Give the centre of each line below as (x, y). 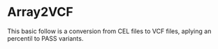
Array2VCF (40, 12)
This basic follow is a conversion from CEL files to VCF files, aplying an (109, 31)
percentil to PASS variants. (45, 38)
